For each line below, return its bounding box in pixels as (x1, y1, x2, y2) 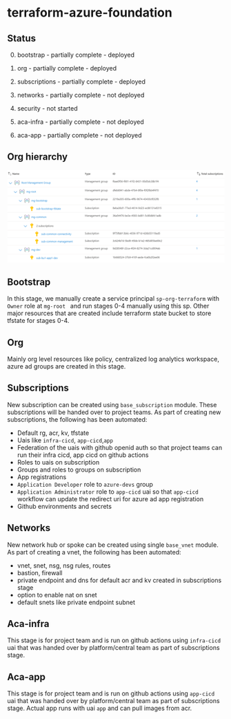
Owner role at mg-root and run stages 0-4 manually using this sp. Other (7, 302, 210, 310)
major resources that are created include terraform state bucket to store (7, 309, 212, 317)
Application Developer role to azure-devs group (17, 480, 154, 488)
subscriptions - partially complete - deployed (17, 77, 146, 86)
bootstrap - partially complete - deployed (17, 50, 134, 59)
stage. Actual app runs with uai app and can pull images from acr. (7, 704, 192, 713)
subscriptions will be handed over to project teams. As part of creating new (7, 408, 221, 416)
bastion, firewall (17, 568, 63, 577)
